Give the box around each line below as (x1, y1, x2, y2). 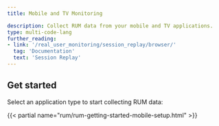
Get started (7, 79, 57, 91)
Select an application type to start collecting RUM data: (7, 97, 163, 106)
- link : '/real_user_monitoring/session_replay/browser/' (7, 42, 176, 49)
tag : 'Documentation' (13, 48, 76, 55)
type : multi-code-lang (7, 29, 72, 36)
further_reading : (7, 35, 57, 42)
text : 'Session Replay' (13, 54, 81, 62)
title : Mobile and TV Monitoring (7, 10, 103, 17)
